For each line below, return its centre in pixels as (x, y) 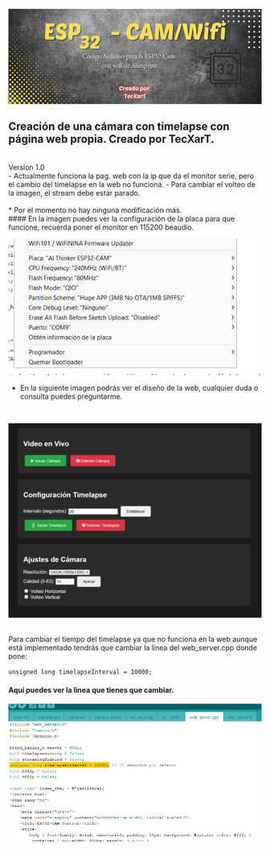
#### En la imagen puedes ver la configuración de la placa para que (122, 218)
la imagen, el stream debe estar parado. (74, 193)
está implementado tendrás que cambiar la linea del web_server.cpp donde (133, 648)
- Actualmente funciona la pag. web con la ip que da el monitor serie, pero (131, 176)
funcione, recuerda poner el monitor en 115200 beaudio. (101, 227)
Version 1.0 (27, 167)
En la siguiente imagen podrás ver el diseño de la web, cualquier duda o (139, 388)
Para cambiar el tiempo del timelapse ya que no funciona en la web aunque (133, 639)
